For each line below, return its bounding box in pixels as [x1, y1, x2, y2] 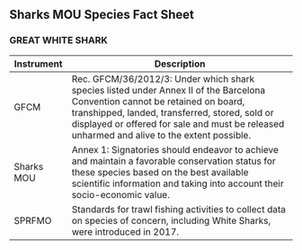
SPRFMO [13, 214, 52, 227]
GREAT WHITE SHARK [9, 34, 108, 47]
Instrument [13, 58, 63, 70]
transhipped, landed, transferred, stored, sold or [71, 106, 274, 119]
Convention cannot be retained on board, [71, 94, 245, 107]
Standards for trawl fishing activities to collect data [71, 202, 286, 215]
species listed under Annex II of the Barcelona [71, 84, 266, 96]
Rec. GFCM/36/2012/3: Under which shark [71, 72, 255, 85]
